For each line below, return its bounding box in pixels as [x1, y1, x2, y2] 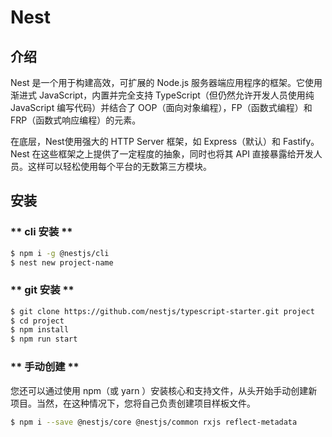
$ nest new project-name [10, 257, 114, 268]
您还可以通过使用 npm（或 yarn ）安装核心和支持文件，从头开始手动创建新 [10, 384, 318, 396]
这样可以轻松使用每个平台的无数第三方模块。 [27, 161, 212, 172]
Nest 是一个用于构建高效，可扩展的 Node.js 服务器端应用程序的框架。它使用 [10, 77, 323, 88]
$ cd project [10, 316, 65, 326]
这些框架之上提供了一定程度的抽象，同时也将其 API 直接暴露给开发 [40, 148, 314, 160]
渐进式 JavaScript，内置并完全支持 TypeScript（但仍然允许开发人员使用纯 [10, 89, 315, 101]
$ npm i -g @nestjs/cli [10, 248, 110, 258]
